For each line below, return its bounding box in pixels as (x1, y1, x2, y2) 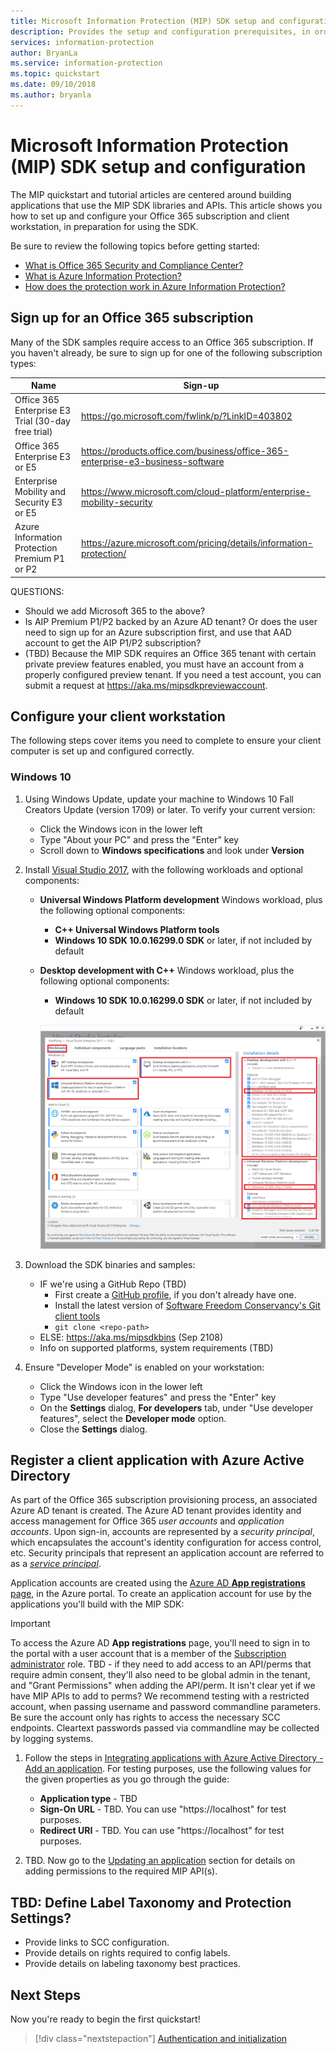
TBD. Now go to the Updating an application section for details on (24, 1855, 296, 1867)
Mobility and (14, 485, 66, 497)
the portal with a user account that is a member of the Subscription (10, 1648, 287, 1660)
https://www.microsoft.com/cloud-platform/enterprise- (81, 485, 312, 497)
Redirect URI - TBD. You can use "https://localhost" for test (39, 1825, 285, 1837)
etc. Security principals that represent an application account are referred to (10, 1547, 325, 1559)
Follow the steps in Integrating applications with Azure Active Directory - (24, 1752, 324, 1764)
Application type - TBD (39, 1793, 138, 1805)
